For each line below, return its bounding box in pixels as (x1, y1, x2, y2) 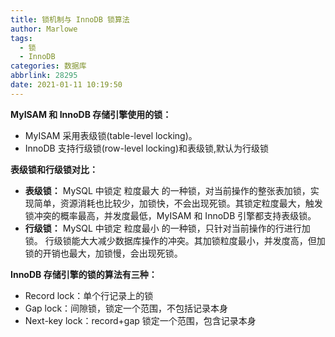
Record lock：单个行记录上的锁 (24, 289, 154, 301)
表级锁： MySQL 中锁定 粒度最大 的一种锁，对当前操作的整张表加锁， (24, 184, 311, 196)
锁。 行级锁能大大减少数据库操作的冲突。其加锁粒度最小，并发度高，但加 (24, 234, 326, 246)
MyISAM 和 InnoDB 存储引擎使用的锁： (10, 108, 172, 120)
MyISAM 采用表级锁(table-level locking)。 (24, 129, 198, 141)
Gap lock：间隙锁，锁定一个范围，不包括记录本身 (24, 302, 229, 314)
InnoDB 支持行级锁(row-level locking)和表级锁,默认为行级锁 (24, 142, 270, 154)
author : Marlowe (10, 24, 78, 34)
